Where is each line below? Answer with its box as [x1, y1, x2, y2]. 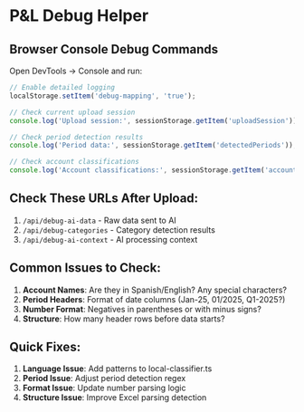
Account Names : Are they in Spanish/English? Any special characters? [22, 284, 288, 295]
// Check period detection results [9, 132, 144, 141]
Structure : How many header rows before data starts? [22, 313, 225, 324]
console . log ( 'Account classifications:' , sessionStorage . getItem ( [9, 166, 265, 175]
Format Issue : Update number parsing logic [22, 382, 186, 394]
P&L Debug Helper [9, 5, 149, 26]
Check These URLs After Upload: [9, 191, 199, 206]
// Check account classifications [9, 158, 140, 167]
